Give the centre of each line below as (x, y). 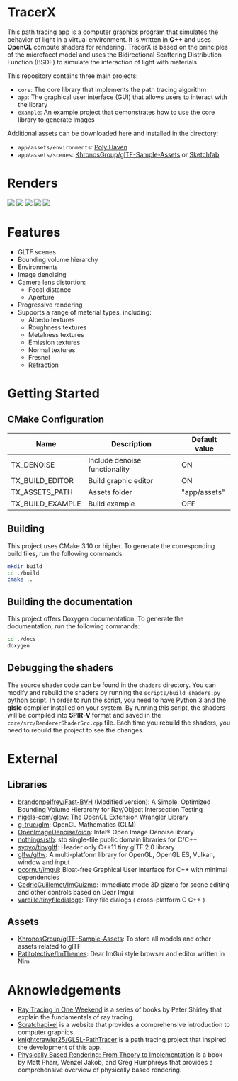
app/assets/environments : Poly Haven (73, 147)
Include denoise (115, 460)
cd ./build (23, 573)
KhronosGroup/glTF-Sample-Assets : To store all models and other (114, 939)
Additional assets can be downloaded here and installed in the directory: (113, 133)
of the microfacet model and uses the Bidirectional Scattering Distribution (114, 55)
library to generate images (56, 119)
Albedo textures (51, 319)
